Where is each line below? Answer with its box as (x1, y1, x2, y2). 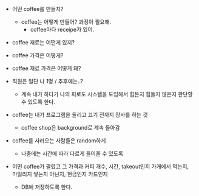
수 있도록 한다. (21, 98, 56, 105)
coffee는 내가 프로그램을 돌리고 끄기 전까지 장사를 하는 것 (12, 111, 148, 118)
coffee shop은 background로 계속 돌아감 (21, 124, 120, 131)
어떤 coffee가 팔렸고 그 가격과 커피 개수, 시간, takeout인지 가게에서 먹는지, (12, 163, 189, 170)
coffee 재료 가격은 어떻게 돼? (12, 65, 81, 72)
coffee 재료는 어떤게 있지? (12, 39, 75, 46)
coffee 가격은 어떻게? (12, 52, 64, 59)
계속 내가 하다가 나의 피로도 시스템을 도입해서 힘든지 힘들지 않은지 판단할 (21, 91, 193, 97)
